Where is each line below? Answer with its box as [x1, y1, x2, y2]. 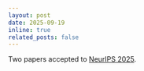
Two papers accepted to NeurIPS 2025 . [8, 55, 137, 64]
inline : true [8, 26, 51, 34]
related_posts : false [8, 33, 79, 41]
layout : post [8, 11, 51, 20]
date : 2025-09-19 [8, 19, 65, 27]
